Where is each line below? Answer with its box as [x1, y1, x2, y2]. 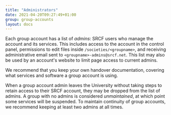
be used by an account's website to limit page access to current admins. [5, 57, 158, 64]
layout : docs [5, 21, 33, 27]
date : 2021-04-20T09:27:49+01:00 [5, 12, 77, 17]
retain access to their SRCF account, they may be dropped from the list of [5, 88, 161, 94]
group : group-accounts [5, 17, 54, 22]
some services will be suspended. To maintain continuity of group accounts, [5, 99, 166, 105]
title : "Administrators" [5, 7, 58, 13]
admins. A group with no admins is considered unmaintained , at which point [5, 93, 165, 99]
